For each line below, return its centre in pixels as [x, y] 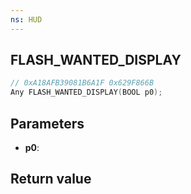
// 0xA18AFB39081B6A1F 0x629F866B [82, 83]
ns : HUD [26, 19]
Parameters [47, 123]
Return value [51, 179]
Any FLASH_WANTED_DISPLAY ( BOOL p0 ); [86, 92]
